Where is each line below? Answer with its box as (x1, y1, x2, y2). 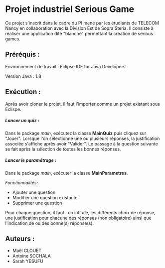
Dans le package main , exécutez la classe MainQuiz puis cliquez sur (5, 130, 147, 136)
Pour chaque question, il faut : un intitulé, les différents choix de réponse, (5, 209, 156, 215)
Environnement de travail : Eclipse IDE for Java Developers (5, 63, 126, 69)
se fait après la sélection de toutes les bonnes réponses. (5, 146, 121, 152)
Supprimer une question (12, 200, 62, 206)
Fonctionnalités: (5, 179, 38, 185)
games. (5, 36, 21, 42)
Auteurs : (5, 234, 35, 243)
